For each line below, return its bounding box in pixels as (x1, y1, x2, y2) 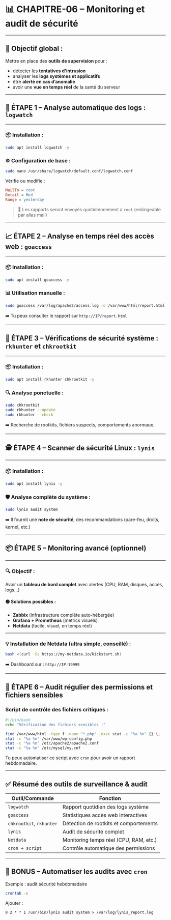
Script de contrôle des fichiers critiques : (5, 706, 108, 713)
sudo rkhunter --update (5, 407, 56, 412)
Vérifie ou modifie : (5, 178, 45, 184)
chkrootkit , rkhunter (8, 820, 58, 827)
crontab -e (5, 890, 28, 896)
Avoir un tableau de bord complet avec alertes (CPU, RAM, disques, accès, (5, 581, 164, 587)
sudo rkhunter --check (5, 412, 53, 417)
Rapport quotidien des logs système (62, 803, 149, 810)
